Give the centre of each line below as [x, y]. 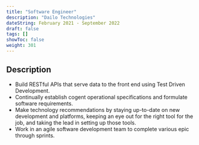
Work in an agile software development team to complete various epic [102, 129]
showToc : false [25, 40]
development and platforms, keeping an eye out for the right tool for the [104, 116]
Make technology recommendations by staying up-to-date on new [97, 110]
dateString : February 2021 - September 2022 [63, 23]
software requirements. [44, 103]
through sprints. [35, 135]
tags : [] [17, 34]
